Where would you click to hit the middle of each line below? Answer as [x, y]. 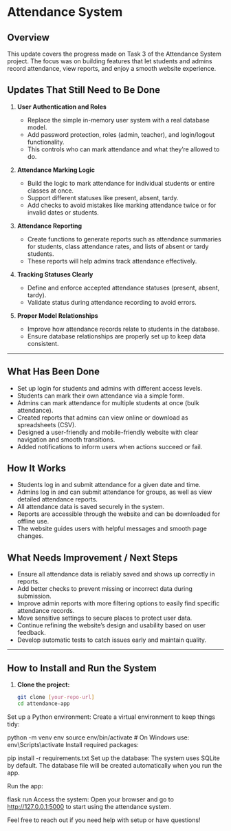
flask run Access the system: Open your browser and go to [90, 799]
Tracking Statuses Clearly [55, 274]
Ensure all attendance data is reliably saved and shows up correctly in [116, 574]
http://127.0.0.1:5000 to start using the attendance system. [89, 806]
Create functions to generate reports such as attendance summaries [124, 239]
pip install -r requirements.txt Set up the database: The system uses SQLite [113, 758]
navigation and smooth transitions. [66, 439]
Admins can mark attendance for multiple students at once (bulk [108, 402]
